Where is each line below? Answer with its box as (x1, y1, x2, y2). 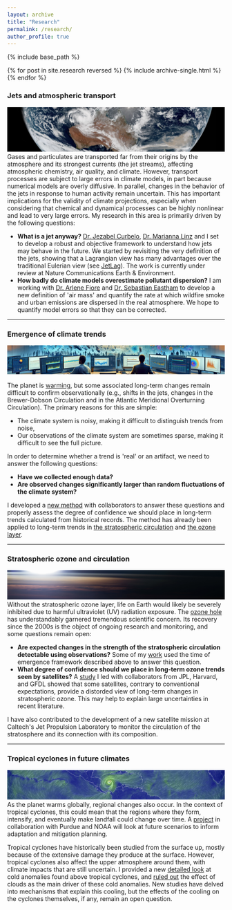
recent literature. (17, 702, 65, 710)
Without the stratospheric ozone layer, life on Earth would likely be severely (7, 600, 222, 609)
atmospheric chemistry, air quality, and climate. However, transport (7, 167, 198, 176)
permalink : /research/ (7, 26, 72, 32)
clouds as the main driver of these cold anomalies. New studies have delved (7, 880, 224, 889)
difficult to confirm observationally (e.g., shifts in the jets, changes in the (7, 388, 213, 397)
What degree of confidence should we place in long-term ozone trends (17, 665, 225, 674)
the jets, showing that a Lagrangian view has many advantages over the (17, 254, 222, 262)
